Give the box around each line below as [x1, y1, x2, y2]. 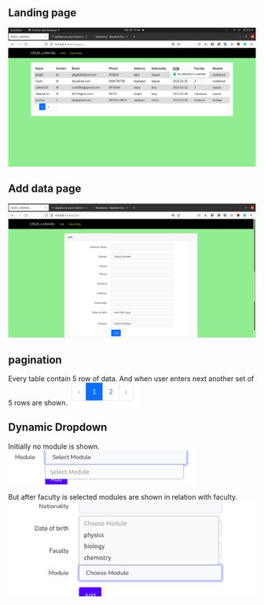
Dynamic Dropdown [8, 420, 108, 434]
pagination [8, 353, 63, 366]
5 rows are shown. [8, 398, 68, 408]
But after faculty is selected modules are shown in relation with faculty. [8, 492, 238, 501]
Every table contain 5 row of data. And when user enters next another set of [8, 374, 255, 383]
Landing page [8, 6, 77, 20]
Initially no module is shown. [8, 442, 100, 451]
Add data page [8, 182, 82, 196]
